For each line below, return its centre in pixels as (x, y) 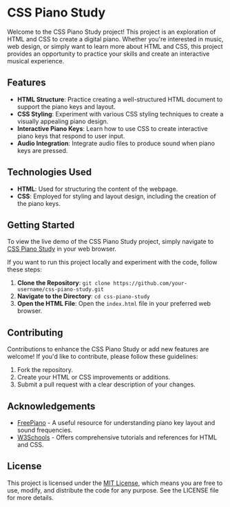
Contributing (35, 332)
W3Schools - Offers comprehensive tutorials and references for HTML (117, 437)
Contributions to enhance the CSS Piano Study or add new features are (108, 349)
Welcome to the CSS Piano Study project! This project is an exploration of (112, 32)
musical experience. (36, 61)
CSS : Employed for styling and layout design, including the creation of (116, 196)
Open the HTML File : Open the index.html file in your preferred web (114, 304)
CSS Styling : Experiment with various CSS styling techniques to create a (120, 114)
